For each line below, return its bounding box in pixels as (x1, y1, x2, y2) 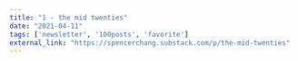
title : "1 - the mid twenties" (9, 13, 128, 22)
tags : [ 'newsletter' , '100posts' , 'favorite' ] (9, 30, 189, 39)
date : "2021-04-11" (9, 22, 84, 30)
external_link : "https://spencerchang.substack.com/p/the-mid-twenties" (9, 38, 291, 48)
